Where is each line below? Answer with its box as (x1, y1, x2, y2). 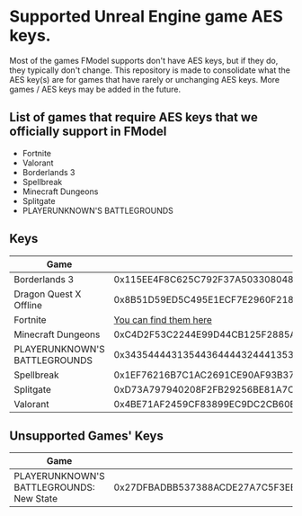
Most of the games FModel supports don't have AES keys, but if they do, (9, 55, 279, 66)
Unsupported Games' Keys (9, 428, 164, 443)
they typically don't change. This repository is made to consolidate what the (9, 65, 290, 76)
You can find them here (113, 313, 213, 325)
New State (13, 493, 58, 505)
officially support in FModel (9, 124, 167, 139)
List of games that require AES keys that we (9, 110, 258, 125)
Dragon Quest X (13, 288, 82, 300)
